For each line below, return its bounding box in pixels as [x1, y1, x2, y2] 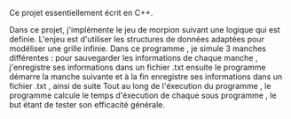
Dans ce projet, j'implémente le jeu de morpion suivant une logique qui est [9, 25, 281, 34]
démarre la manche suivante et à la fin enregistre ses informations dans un [9, 71, 283, 82]
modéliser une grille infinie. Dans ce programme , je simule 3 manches [9, 43, 266, 54]
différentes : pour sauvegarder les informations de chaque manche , [9, 53, 258, 63]
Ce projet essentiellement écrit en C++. [9, 8, 153, 18]
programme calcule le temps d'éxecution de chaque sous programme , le [9, 90, 277, 100]
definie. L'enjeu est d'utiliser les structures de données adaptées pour [9, 34, 264, 44]
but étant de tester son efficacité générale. [9, 100, 166, 109]
